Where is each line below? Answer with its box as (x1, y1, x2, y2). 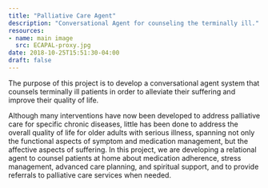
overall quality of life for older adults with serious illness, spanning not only (8, 127, 255, 137)
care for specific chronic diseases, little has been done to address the (8, 119, 238, 129)
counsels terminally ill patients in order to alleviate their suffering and (8, 86, 236, 96)
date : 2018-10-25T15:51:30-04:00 (8, 49, 120, 57)
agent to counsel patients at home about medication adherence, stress (8, 153, 242, 162)
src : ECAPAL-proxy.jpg (15, 42, 91, 50)
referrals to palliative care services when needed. (8, 170, 172, 180)
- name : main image (8, 34, 74, 42)
